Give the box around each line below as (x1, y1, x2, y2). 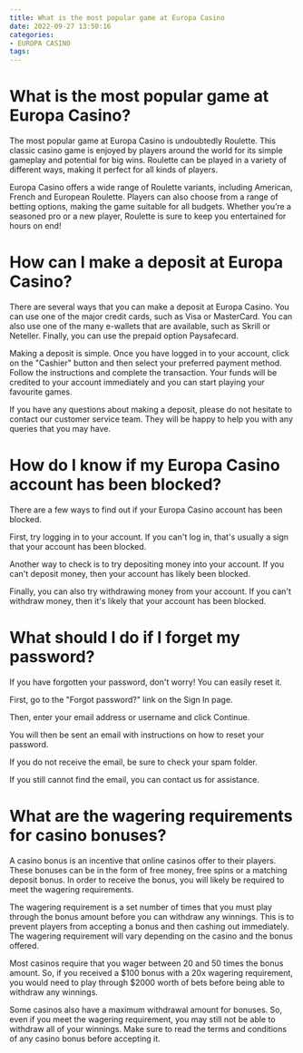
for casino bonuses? (9, 825, 167, 846)
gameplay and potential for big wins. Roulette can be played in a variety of (9, 155, 288, 166)
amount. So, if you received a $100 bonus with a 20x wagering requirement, (9, 967, 293, 978)
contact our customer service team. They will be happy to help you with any (9, 414, 293, 424)
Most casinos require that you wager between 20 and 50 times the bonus (9, 958, 284, 969)
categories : (9, 30, 54, 39)
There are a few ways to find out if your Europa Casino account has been (9, 504, 283, 515)
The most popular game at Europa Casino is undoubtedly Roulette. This (9, 135, 277, 146)
